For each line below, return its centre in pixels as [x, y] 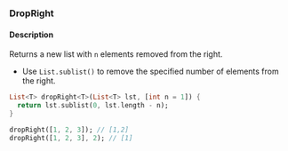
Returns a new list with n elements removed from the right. [116, 54]
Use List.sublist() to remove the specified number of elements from [150, 72]
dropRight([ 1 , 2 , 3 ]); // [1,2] [69, 130]
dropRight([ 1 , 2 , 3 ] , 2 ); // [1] [71, 138]
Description [32, 35]
